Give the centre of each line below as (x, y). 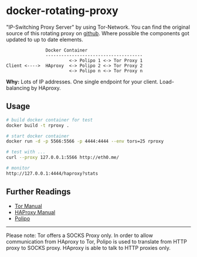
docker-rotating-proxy (62, 11)
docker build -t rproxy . (38, 125)
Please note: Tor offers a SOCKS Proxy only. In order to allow (80, 235)
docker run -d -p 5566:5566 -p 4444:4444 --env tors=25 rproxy (85, 141)
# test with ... (26, 152)
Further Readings (38, 192)
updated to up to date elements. (45, 39)
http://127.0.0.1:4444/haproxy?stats (52, 173)
